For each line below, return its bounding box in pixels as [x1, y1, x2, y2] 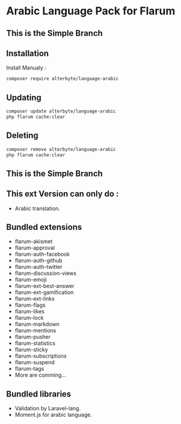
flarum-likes [14, 308, 45, 315]
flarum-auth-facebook [14, 250, 70, 258]
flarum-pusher [14, 334, 51, 341]
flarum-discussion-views [14, 269, 76, 277]
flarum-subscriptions [14, 352, 67, 360]
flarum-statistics [14, 340, 56, 347]
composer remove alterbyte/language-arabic [6, 146, 116, 152]
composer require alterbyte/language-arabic [6, 76, 119, 82]
